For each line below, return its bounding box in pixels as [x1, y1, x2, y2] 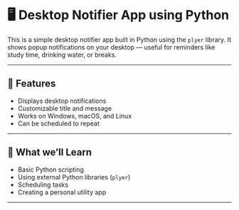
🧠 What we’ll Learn [7, 146, 92, 158]
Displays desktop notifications [17, 96, 107, 105]
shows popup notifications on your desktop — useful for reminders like [7, 43, 216, 51]
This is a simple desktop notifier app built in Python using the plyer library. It [7, 35, 232, 44]
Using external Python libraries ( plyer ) [17, 172, 131, 181]
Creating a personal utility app [17, 187, 107, 197]
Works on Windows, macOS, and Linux [17, 111, 132, 120]
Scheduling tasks [17, 180, 69, 189]
